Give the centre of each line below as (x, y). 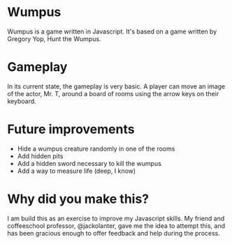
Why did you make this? (78, 199)
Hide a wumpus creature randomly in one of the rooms (96, 148)
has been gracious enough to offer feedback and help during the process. (114, 233)
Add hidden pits (40, 156)
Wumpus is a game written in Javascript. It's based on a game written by (112, 31)
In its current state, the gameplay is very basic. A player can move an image (116, 86)
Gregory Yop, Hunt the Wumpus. (54, 38)
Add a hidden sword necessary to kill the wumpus (89, 163)
